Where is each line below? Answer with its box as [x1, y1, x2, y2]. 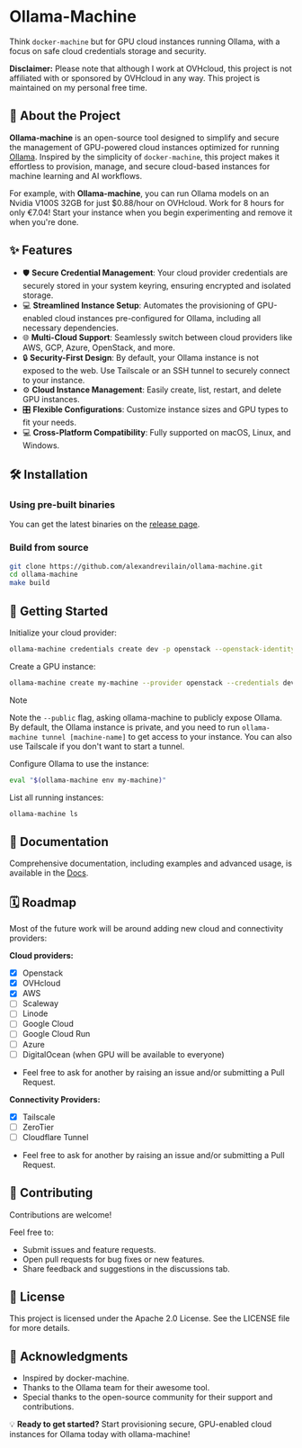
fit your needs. [22, 417, 76, 427]
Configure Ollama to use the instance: [9, 758, 150, 769]
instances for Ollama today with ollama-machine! [9, 1429, 191, 1440]
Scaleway [22, 998, 59, 1009]
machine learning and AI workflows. [9, 170, 143, 181]
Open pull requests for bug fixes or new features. [22, 1254, 205, 1264]
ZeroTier [22, 1121, 54, 1132]
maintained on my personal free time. [9, 82, 148, 93]
